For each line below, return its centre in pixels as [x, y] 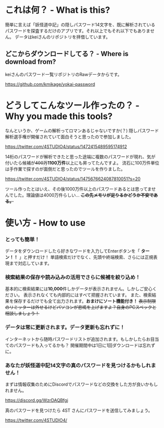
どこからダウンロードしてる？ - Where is [67, 54]
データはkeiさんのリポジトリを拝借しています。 [62, 37]
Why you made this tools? [59, 116]
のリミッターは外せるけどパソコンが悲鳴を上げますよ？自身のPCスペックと [81, 307]
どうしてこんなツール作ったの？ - [72, 105]
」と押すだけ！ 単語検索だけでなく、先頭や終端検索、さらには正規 [86, 257]
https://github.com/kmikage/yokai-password [50, 84]
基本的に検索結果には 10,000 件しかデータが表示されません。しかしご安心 [79, 289]
